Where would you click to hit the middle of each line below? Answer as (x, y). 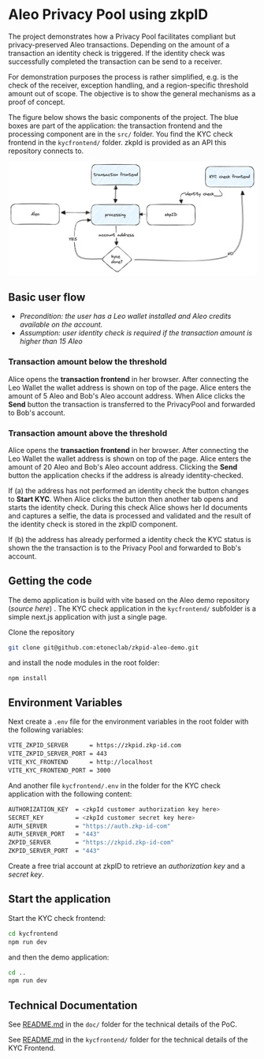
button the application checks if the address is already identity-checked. (126, 475)
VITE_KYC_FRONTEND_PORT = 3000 (59, 770)
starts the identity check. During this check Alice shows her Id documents (128, 507)
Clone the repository (41, 632)
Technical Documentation (73, 1005)
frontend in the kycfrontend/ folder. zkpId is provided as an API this (117, 142)
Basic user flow (47, 297)
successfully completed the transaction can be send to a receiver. (115, 62)
